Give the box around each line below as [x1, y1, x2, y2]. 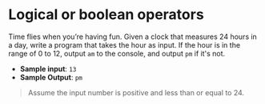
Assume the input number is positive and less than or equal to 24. [27, 87, 245, 97]
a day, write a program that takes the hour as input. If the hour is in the [8, 40, 241, 49]
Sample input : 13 [19, 64, 77, 73]
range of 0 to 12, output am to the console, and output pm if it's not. [8, 48, 226, 58]
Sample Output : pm [19, 72, 82, 82]
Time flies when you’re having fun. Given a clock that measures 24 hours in [8, 32, 258, 41]
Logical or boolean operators [8, 6, 204, 24]
